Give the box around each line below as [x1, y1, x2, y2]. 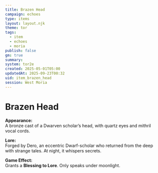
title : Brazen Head [5, 7, 45, 12]
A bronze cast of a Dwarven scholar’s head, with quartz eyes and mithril [5, 123, 151, 128]
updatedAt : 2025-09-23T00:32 [5, 71, 65, 76]
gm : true [5, 52, 23, 58]
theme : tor [5, 25, 28, 30]
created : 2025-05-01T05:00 [5, 67, 61, 72]
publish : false [5, 48, 36, 53]
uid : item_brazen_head [5, 75, 52, 80]
